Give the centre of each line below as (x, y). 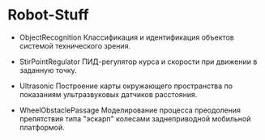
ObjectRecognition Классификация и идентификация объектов (126, 37)
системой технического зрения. (75, 45)
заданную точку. (48, 70)
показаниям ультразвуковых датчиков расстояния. (108, 94)
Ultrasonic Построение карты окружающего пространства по (126, 86)
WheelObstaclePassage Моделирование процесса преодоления (130, 110)
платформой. (42, 127)
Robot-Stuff (49, 15)
